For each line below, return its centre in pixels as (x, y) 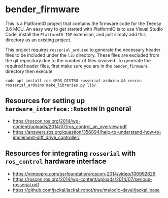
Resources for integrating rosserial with (71, 153)
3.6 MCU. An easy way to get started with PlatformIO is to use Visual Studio (84, 29)
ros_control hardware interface (56, 162)
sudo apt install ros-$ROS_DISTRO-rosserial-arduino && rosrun (74, 81)
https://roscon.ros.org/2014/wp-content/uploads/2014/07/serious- (82, 179)
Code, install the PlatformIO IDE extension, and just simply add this (76, 34)
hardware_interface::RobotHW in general (68, 109)
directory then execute (29, 71)
